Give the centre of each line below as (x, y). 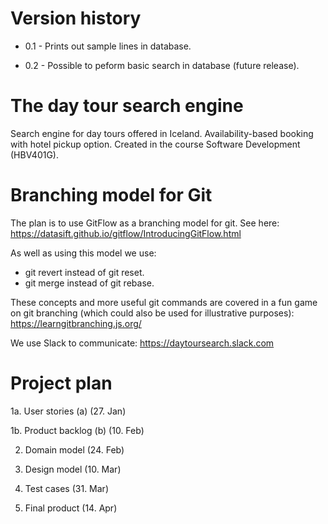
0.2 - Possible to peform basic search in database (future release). (162, 65)
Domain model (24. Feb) (74, 449)
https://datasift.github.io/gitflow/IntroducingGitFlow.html (126, 233)
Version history (76, 18)
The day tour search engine (127, 106)
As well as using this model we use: (83, 253)
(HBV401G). (35, 154)
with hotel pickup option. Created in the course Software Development (155, 144)
